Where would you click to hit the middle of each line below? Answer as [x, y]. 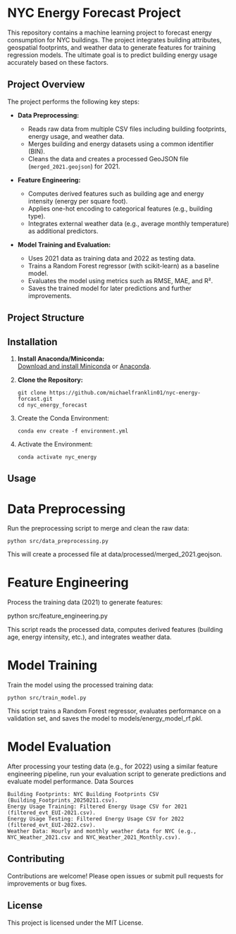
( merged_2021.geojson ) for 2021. [74, 166]
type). [37, 216]
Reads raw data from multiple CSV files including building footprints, [127, 129]
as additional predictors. [63, 231]
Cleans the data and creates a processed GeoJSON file [108, 158]
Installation [32, 342]
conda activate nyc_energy [57, 457]
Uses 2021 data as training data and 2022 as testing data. [112, 258]
